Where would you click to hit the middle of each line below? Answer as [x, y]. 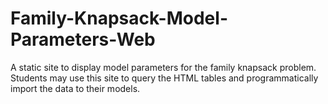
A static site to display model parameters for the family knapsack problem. [163, 67]
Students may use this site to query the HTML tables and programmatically [164, 78]
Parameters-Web [83, 39]
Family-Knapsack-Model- [119, 18]
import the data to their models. [75, 88]
